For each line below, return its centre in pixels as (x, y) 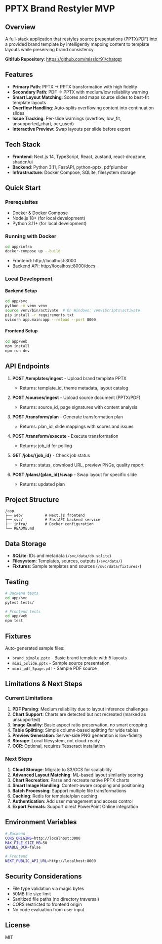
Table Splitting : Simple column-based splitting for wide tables (75, 730)
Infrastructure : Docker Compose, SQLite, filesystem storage (74, 172)
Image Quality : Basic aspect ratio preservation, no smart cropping (80, 725)
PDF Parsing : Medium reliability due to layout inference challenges (80, 709)
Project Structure (32, 500)
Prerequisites (21, 202)
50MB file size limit (32, 894)
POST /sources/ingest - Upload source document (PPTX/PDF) (76, 397)
